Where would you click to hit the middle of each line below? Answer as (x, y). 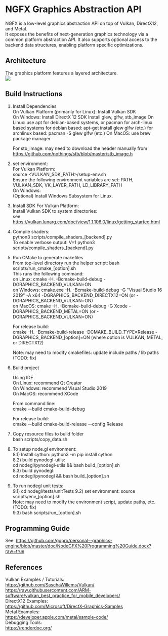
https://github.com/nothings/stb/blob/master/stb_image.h (73, 153)
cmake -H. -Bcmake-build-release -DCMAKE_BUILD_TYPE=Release (83, 332)
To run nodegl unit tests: (38, 486)
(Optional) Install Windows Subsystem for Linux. (62, 195)
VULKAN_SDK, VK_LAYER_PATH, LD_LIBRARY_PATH (67, 185)
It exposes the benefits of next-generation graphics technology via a (77, 34)
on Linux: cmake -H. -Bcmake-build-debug (57, 279)
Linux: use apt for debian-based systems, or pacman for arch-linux (82, 122)
